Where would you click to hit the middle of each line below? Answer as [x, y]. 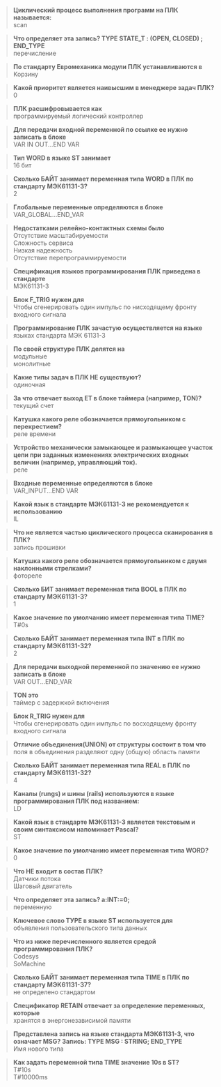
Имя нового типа [38, 1049]
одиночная [29, 384]
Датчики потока [37, 879]
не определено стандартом [54, 992]
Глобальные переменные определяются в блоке [88, 207]
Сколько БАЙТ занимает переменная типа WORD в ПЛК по [103, 179]
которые [26, 1013]
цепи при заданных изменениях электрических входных [101, 455]
